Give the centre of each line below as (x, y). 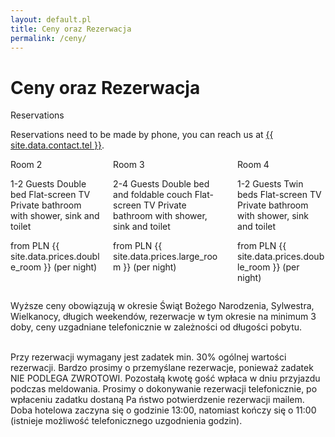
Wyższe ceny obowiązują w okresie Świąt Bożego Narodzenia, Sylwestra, (162, 306)
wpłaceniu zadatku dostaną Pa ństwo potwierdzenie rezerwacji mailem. (157, 400)
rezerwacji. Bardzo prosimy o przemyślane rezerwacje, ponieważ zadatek (162, 368)
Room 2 (26, 165)
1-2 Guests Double (48, 184)
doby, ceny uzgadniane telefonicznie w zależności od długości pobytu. (156, 327)
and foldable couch (153, 195)
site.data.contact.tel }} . (57, 145)
